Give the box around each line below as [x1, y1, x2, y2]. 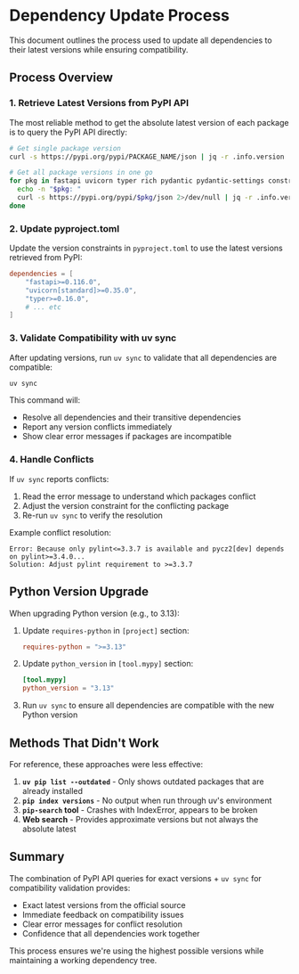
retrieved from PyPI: [9, 252, 83, 263]
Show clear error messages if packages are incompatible [21, 431, 232, 442]
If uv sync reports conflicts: [9, 473, 109, 484]
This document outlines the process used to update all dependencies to [9, 35, 273, 45]
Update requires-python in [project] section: [21, 625, 190, 635]
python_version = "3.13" [21, 683, 115, 693]
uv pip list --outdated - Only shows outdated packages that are [21, 776, 264, 787]
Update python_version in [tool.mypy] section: [21, 659, 194, 669]
